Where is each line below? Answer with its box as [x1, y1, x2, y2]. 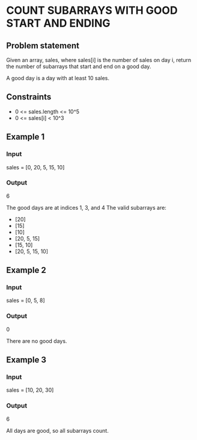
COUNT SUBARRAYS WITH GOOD [6, 4, 178, 17]
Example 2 [6, 265, 46, 275]
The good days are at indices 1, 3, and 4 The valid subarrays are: [6, 204, 167, 211]
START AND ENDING [6, 16, 111, 30]
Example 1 [6, 132, 45, 142]
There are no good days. [6, 337, 67, 344]
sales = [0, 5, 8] [6, 297, 45, 304]
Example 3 [6, 355, 47, 365]
